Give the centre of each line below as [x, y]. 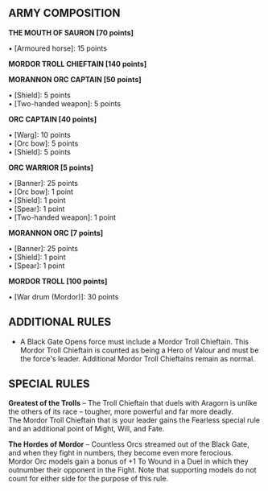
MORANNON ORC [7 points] [56, 233]
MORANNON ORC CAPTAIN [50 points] [75, 79]
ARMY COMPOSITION [64, 13]
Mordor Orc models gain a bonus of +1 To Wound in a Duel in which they [128, 461]
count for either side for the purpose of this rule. [89, 479]
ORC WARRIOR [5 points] [51, 167]
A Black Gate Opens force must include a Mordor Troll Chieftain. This [134, 341]
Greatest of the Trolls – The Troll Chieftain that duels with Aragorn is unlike [133, 403]
